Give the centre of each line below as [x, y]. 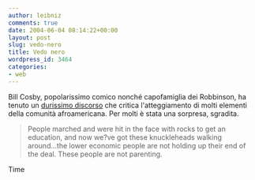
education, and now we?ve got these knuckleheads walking [125, 137]
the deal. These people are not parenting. [95, 154]
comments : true [33, 23]
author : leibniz [35, 15]
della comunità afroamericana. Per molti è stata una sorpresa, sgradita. [124, 113]
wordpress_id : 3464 [40, 60]
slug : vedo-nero [35, 45]
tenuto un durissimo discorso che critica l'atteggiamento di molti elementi [127, 105]
